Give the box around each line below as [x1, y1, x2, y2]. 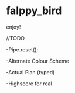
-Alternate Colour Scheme [6, 57, 69, 64]
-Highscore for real [6, 80, 52, 87]
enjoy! [6, 23, 21, 30]
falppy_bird [6, 4, 62, 18]
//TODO [6, 35, 25, 42]
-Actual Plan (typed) [6, 68, 55, 75]
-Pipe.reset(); [6, 46, 39, 53]
